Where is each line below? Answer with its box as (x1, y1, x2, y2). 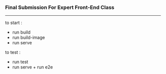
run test (12, 59, 29, 65)
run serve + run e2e (12, 64, 53, 70)
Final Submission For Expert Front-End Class (5, 4, 115, 11)
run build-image (12, 35, 45, 40)
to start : (5, 20, 22, 26)
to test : (5, 49, 21, 55)
